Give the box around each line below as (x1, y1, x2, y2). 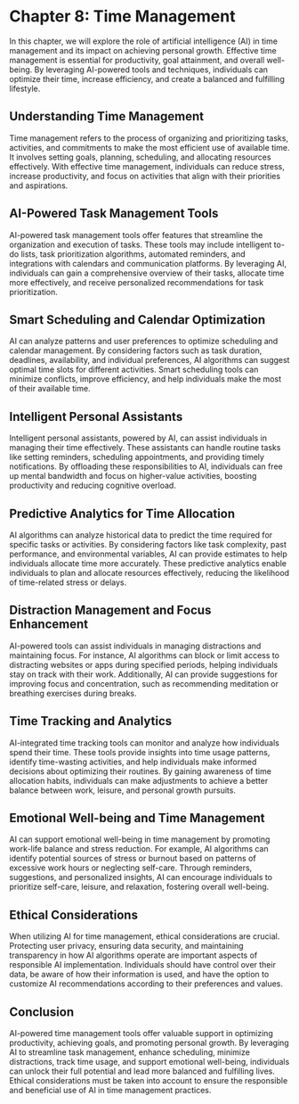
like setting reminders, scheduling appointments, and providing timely (9, 452, 265, 463)
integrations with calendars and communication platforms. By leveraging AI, (9, 258, 287, 268)
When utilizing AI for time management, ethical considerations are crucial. (9, 931, 280, 942)
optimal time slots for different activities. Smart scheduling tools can (9, 364, 259, 375)
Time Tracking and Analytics (9, 713, 173, 729)
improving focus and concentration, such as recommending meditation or (9, 678, 279, 688)
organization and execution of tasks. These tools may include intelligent (9, 239, 272, 250)
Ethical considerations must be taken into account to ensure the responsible (9, 1075, 288, 1086)
